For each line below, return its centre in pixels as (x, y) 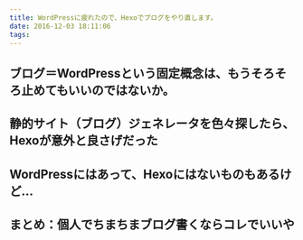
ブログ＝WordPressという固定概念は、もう (130, 73)
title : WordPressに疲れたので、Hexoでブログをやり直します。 (114, 18)
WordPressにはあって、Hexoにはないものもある (145, 174)
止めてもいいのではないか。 (98, 90)
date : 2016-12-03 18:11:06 (60, 26)
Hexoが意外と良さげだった (84, 141)
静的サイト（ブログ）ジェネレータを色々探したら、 (152, 124)
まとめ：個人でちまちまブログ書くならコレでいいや (152, 224)
